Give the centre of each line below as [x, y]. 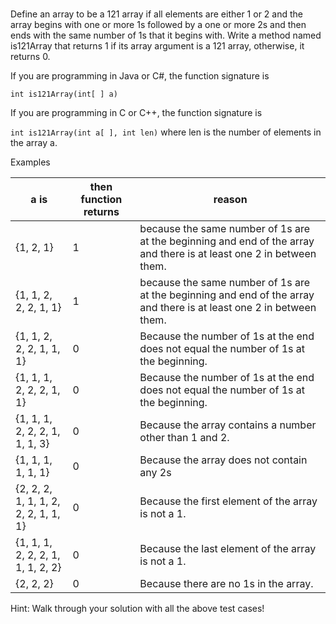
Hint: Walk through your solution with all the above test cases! [137, 609]
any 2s [155, 473]
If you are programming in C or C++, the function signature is [136, 113]
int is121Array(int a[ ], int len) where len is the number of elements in [166, 132]
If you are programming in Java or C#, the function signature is [140, 76]
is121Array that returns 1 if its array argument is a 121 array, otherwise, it [157, 46]
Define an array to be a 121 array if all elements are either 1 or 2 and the [156, 14]
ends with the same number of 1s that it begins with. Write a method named [166, 35]
